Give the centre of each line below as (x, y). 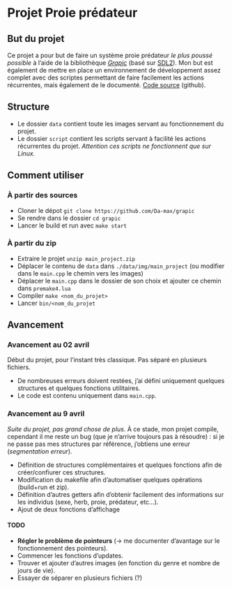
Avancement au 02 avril (48, 345)
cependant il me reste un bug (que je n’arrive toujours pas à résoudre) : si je (116, 436)
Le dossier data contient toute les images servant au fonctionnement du (121, 124)
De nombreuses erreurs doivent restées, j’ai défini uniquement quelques (121, 381)
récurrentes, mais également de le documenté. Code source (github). (107, 85)
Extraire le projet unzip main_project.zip (76, 258)
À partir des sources (42, 195)
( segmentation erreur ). (40, 451)
